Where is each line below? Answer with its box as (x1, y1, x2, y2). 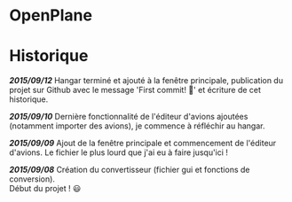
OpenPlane (9, 5, 93, 26)
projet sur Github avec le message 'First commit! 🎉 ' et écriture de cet (9, 85, 262, 96)
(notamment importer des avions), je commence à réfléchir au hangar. (9, 120, 265, 131)
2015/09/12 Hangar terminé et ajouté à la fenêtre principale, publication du (9, 75, 284, 86)
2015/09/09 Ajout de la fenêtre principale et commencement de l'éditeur (9, 138, 277, 149)
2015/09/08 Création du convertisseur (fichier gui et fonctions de (9, 165, 250, 175)
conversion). (9, 174, 56, 184)
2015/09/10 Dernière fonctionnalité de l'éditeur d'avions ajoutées (9, 112, 249, 122)
